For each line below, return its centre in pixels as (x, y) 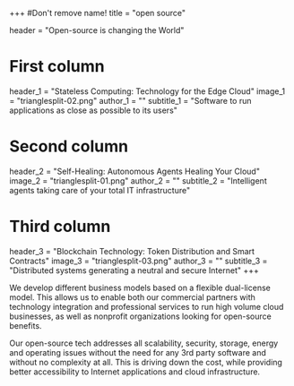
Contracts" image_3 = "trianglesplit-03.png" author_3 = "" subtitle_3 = (138, 261)
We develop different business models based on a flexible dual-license (140, 287)
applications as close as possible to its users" (93, 110)
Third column (60, 227)
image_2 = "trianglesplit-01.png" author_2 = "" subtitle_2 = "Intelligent (138, 180)
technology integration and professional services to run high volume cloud (147, 306)
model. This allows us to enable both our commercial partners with (132, 297)
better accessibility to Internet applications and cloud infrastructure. (135, 372)
